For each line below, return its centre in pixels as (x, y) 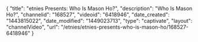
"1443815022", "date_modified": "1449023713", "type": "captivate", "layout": (99, 21)
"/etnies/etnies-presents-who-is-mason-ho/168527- (125, 27)
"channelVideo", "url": (33, 27)
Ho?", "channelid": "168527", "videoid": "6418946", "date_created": (88, 15)
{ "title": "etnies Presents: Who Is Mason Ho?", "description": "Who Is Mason (99, 8)
